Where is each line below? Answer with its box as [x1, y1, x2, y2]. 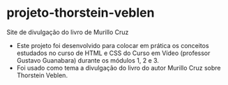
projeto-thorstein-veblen [6, 5, 155, 21]
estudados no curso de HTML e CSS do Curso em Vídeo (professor [16, 49, 211, 57]
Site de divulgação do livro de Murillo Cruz [6, 28, 129, 36]
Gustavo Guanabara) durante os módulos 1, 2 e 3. [16, 56, 160, 64]
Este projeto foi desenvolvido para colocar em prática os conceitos [16, 41, 210, 49]
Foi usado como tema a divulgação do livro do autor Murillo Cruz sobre [16, 63, 221, 72]
